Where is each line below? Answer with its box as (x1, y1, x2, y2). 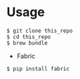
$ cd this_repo (6, 33, 51, 41)
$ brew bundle (6, 39, 48, 46)
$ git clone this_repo (6, 27, 73, 34)
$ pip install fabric (6, 65, 70, 72)
